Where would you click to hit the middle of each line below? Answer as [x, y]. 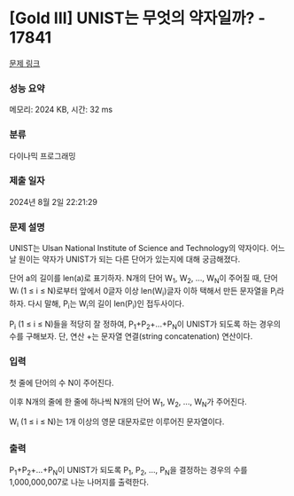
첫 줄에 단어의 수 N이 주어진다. [62, 382]
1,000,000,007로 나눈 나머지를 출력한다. [79, 482]
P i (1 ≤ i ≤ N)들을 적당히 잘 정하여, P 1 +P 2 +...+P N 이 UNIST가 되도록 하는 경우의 [145, 325]
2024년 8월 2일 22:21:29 [53, 201]
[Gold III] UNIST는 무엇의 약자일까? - [137, 18]
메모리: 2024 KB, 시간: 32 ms [61, 110]
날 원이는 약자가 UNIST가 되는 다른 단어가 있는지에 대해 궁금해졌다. [125, 259]
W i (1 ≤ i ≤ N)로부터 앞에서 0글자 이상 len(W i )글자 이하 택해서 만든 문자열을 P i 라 [147, 291]
